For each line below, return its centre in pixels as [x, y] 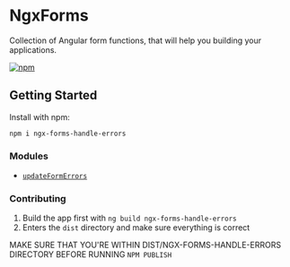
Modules [29, 156]
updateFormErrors [55, 177]
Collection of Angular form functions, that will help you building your [136, 40]
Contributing [38, 198]
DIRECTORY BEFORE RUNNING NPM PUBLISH [91, 254]
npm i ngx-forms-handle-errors [68, 133]
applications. [33, 49]
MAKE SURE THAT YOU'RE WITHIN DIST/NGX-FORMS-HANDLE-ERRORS [145, 245]
